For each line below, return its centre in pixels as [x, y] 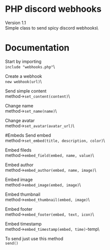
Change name [19, 106]
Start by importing [23, 61]
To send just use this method [34, 238]
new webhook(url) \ [23, 81]
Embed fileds [18, 150]
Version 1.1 [15, 23]
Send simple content [26, 91]
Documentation [37, 48]
